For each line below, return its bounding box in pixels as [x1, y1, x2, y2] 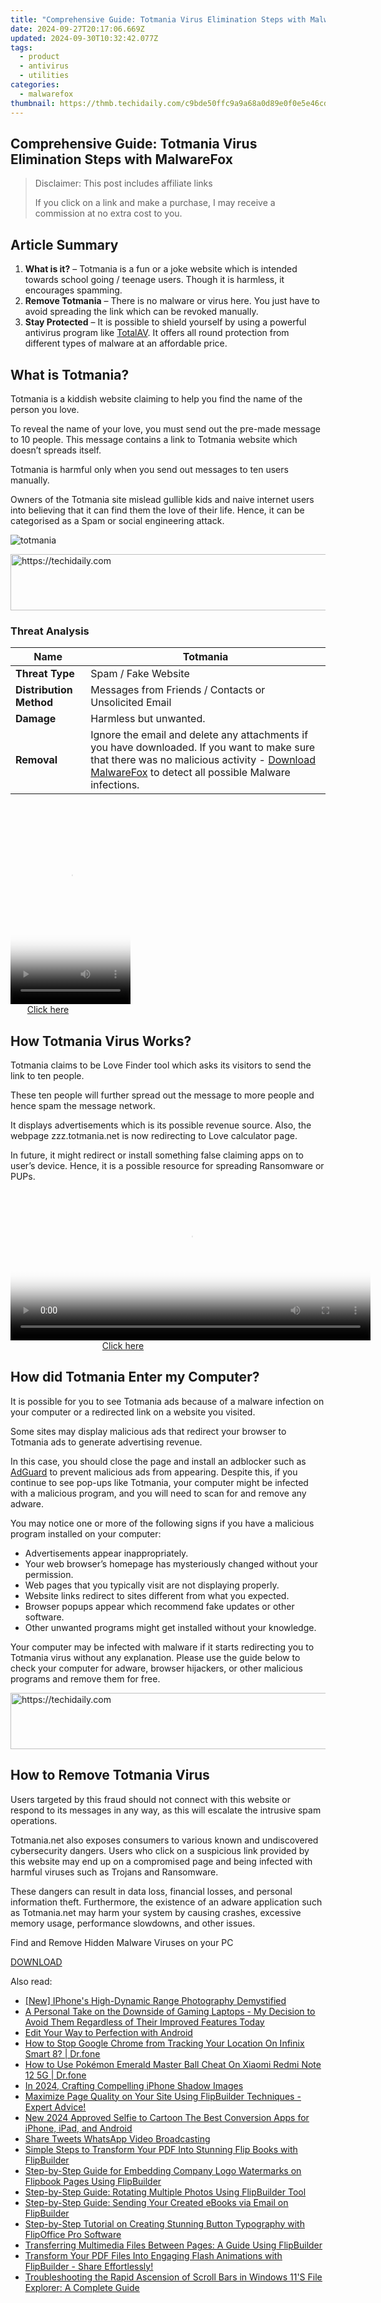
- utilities [19, 71, 70, 81]
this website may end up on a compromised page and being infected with [10, 1855, 313, 1867]
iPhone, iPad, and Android [24, 2122, 133, 2134]
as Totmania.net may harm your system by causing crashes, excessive [10, 1906, 302, 1918]
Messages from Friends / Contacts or [90, 683, 266, 697]
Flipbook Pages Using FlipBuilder [24, 2175, 162, 2187]
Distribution [15, 683, 73, 697]
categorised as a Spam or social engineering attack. [10, 514, 225, 526]
